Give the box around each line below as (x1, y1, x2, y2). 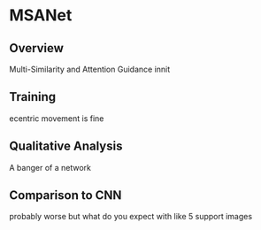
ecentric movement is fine (9, 112, 104, 124)
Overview (9, 41, 65, 56)
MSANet (9, 5, 73, 26)
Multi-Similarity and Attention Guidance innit (9, 64, 171, 74)
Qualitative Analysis (9, 139, 123, 154)
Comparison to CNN (9, 188, 122, 203)
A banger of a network (9, 162, 91, 172)
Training (9, 89, 57, 104)
